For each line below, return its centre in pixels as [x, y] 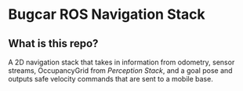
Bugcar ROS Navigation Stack [107, 15]
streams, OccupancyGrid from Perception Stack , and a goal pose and [120, 71]
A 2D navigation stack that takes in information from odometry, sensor [121, 62]
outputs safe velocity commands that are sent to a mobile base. [111, 79]
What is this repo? [53, 44]
